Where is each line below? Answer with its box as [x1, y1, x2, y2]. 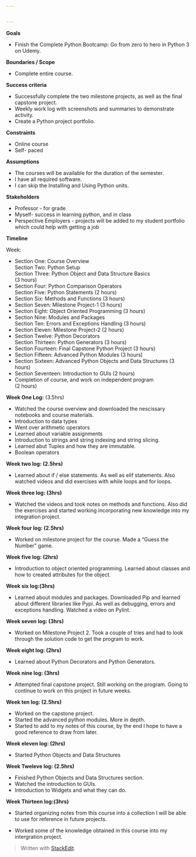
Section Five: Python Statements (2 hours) [14, 288, 117, 295]
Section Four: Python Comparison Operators [14, 283, 122, 290]
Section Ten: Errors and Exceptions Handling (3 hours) [14, 320, 146, 327]
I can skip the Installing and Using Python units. [14, 182, 129, 189]
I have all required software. [14, 176, 82, 183]
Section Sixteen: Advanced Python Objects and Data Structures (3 [14, 357, 175, 364]
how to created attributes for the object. [14, 571, 111, 578]
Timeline [6, 234, 28, 241]
